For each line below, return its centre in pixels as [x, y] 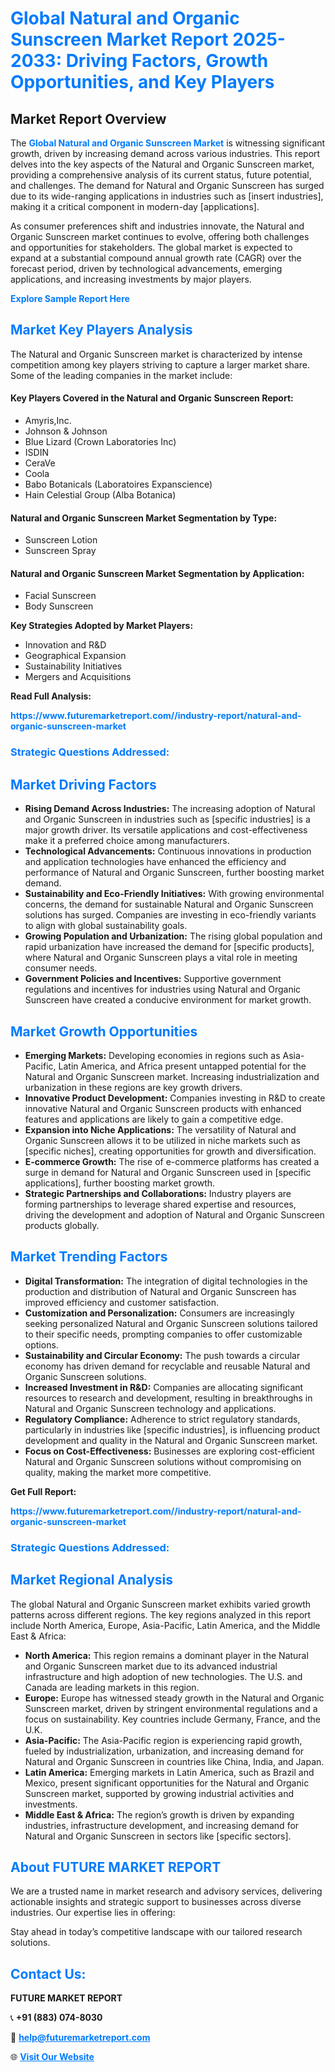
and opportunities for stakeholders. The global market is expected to [151, 247]
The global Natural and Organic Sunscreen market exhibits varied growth [161, 1604]
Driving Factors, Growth [167, 61]
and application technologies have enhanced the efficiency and [155, 862]
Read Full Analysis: [51, 696]
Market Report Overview [88, 118]
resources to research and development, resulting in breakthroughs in [168, 1398]
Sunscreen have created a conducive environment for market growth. [168, 1000]
